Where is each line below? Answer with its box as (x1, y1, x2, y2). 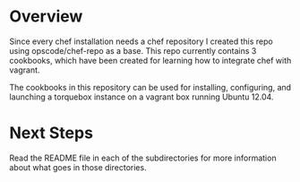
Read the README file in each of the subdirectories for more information (9, 152, 277, 163)
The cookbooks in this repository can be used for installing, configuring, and (9, 82, 292, 92)
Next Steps (9, 123, 94, 143)
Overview (9, 6, 83, 27)
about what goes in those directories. (9, 161, 147, 172)
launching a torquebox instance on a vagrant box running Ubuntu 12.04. (9, 91, 274, 102)
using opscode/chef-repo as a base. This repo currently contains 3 (9, 45, 257, 56)
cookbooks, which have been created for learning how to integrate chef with (9, 55, 292, 65)
